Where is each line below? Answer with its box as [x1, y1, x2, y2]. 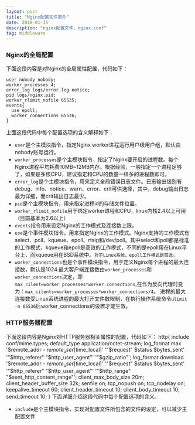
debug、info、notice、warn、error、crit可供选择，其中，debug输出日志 [14, 185, 189, 192]
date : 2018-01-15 [6, 19, 49, 25]
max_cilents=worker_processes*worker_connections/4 [25, 289, 154, 295]
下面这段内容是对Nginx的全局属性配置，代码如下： [6, 65, 128, 72]
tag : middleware [6, 30, 46, 36]
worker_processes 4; [6, 82, 57, 88]
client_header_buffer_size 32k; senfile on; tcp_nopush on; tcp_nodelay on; [6, 380, 186, 387]
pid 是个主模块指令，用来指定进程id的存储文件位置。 [14, 200, 141, 207]
